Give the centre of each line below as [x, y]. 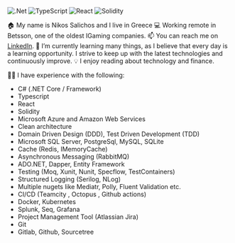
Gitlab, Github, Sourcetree [56, 232]
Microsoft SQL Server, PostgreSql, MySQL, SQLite [91, 141]
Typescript [33, 96]
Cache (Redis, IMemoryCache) [62, 149]
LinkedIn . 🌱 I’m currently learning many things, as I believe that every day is [118, 46]
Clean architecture [45, 126]
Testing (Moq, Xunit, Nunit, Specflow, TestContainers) [96, 171]
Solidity [29, 111]
